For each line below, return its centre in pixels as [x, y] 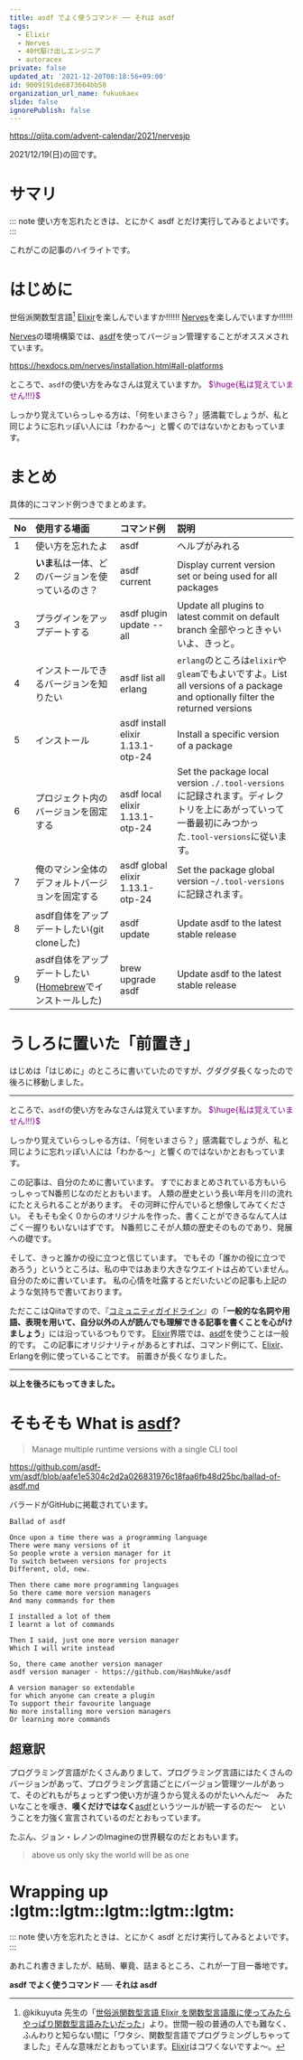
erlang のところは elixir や [232, 660]
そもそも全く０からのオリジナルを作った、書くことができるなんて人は [157, 1216]
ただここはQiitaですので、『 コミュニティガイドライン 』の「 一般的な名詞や [146, 1311]
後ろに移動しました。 [49, 1082]
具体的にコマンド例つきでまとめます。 [80, 503]
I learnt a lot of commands [62, 1624]
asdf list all [143, 677]
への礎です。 [33, 1238]
